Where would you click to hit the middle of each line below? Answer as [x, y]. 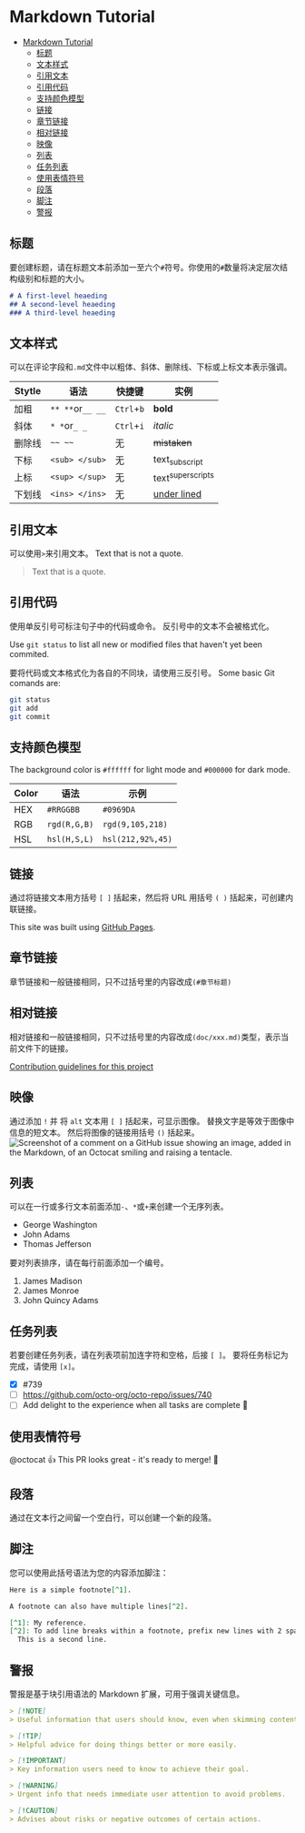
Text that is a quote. [69, 572]
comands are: [35, 683]
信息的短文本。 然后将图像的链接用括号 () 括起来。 [104, 1132]
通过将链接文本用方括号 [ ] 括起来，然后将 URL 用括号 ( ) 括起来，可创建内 [151, 897]
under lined [177, 494]
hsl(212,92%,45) [138, 840]
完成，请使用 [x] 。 [44, 1366]
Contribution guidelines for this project [82, 1066]
